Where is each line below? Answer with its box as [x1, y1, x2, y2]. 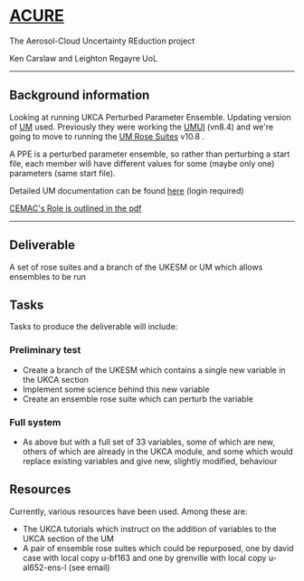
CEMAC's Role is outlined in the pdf [9, 203, 142, 214]
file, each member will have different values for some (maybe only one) [9, 157, 275, 168]
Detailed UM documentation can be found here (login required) [9, 185, 244, 195]
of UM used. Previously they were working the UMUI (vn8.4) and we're [9, 121, 274, 132]
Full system [9, 415, 62, 428]
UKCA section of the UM [22, 533, 115, 544]
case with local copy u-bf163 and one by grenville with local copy [22, 552, 267, 563]
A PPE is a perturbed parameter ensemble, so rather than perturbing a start [9, 148, 290, 159]
